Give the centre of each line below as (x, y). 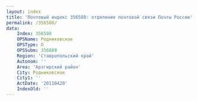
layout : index (24, 12)
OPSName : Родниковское (45, 39)
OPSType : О (30, 45)
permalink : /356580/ (32, 23)
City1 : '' (29, 78)
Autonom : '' (32, 61)
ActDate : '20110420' (42, 84)
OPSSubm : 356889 (37, 50)
